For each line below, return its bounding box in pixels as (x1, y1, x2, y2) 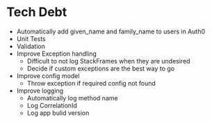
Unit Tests (16, 34, 46, 42)
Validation (16, 42, 46, 50)
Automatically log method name (26, 93, 119, 102)
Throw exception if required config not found (26, 79, 156, 87)
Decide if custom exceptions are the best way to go (26, 64, 175, 72)
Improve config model (16, 71, 80, 80)
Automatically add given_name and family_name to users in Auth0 (16, 27, 206, 36)
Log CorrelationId (26, 101, 77, 109)
